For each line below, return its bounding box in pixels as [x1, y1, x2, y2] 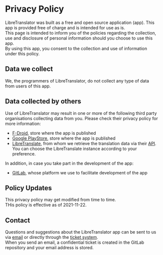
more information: [5, 121, 41, 127]
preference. [12, 150, 36, 157]
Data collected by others [5, 97, 81, 106]
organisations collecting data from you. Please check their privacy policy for [5, 115, 158, 121]
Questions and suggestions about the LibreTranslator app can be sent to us [5, 229, 157, 235]
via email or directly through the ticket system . [5, 234, 99, 240]
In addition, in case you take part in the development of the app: [5, 160, 134, 166]
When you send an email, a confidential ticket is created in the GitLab [5, 239, 144, 245]
